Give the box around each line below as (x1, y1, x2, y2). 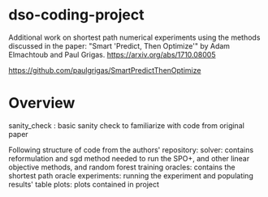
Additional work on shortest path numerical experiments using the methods (8, 32, 261, 42)
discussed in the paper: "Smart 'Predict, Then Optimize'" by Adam (8, 41, 230, 50)
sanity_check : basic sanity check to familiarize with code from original (8, 120, 245, 131)
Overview (8, 94, 76, 113)
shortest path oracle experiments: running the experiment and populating (8, 170, 253, 180)
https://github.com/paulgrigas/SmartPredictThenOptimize (8, 65, 201, 75)
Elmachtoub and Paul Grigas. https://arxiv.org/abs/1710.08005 (8, 49, 216, 59)
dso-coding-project (8, 6, 145, 24)
